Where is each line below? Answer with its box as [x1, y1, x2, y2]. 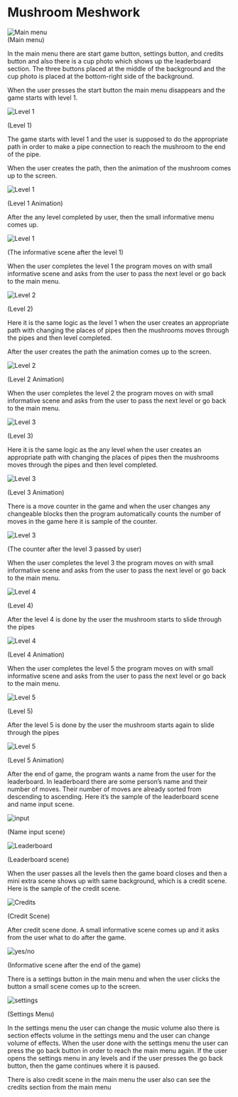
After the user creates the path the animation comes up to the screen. [7, 347, 212, 356]
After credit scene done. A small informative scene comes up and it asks [7, 925, 220, 934]
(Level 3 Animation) [7, 488, 65, 496]
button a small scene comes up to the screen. [7, 982, 141, 991]
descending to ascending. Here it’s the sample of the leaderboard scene [7, 792, 219, 800]
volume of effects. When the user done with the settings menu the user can [7, 1039, 229, 1047]
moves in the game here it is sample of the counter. [7, 517, 158, 525]
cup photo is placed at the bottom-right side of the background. [7, 72, 194, 81]
